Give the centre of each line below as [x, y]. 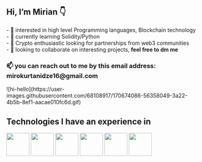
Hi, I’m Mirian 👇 [36, 12]
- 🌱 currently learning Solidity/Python [53, 36]
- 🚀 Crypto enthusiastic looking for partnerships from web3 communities [98, 43]
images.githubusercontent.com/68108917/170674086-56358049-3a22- [97, 96]
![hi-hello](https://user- [36, 89]
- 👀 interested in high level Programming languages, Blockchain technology [101, 30]
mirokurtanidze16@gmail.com [52, 75]
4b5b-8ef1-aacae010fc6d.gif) [44, 102]
